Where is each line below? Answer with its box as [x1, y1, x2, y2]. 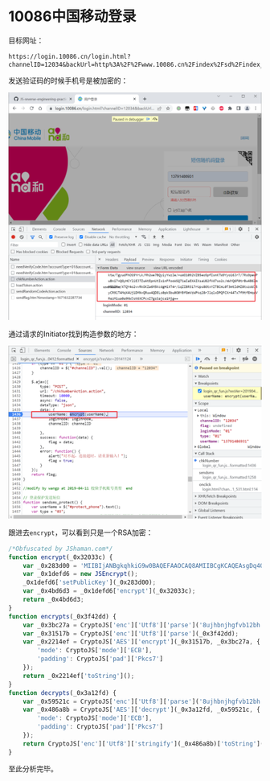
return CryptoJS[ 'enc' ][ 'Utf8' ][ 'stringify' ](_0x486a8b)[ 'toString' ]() [22, 739, 268, 748]
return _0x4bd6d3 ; [22, 596, 84, 604]
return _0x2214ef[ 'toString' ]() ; [22, 672, 135, 680]
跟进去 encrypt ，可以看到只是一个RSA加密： [8, 528, 153, 537]
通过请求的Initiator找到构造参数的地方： [8, 329, 139, 339]
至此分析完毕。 [8, 763, 58, 773]
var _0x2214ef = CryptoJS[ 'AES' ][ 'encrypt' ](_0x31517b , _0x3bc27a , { [22, 638, 261, 646]
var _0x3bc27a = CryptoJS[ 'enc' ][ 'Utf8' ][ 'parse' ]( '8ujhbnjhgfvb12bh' [22, 621, 264, 629]
